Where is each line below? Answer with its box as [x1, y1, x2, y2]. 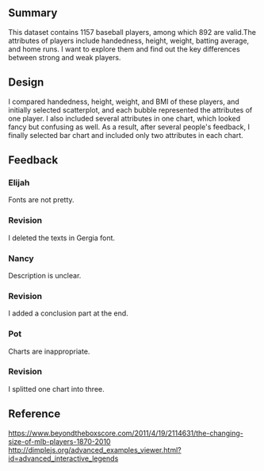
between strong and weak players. [8, 52, 121, 62]
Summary [8, 6, 58, 20]
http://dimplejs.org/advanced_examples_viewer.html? [8, 445, 182, 454]
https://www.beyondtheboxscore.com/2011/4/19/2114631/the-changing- [8, 428, 243, 438]
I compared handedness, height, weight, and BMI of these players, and [8, 97, 239, 106]
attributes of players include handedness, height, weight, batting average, [8, 36, 250, 45]
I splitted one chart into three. [8, 384, 105, 393]
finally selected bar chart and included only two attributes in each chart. [8, 130, 243, 140]
